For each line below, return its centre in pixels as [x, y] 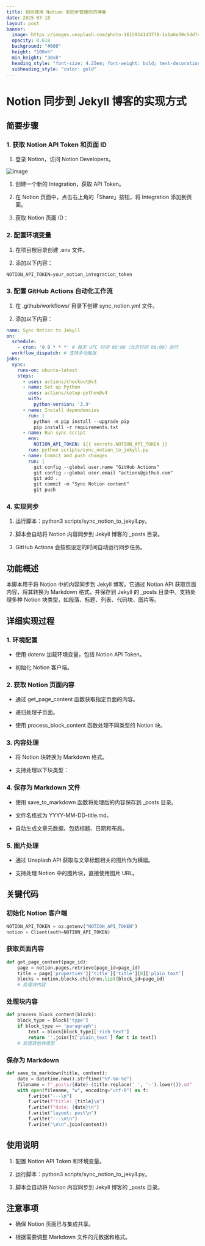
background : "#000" [37, 47]
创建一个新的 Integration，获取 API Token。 [70, 184]
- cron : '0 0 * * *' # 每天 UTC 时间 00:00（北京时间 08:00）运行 [98, 348]
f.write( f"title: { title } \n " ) [67, 1102]
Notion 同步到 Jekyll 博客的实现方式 [97, 101]
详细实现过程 [31, 621]
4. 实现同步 [23, 507]
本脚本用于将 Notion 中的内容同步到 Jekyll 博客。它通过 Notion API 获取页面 [101, 584]
